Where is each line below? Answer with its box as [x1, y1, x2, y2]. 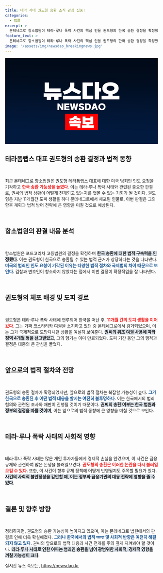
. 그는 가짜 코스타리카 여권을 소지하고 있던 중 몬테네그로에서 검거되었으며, [13, 323, 151, 329]
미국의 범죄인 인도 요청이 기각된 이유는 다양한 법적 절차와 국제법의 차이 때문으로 [5, 262, 153, 268]
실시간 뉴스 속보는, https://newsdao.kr [5, 563, 79, 569]
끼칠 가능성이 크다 [5, 553, 39, 558]
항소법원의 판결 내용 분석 [5, 227, 74, 236]
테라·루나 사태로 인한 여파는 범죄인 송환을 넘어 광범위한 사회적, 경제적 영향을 [11, 546, 153, 552]
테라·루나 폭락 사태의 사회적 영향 [5, 432, 96, 440]
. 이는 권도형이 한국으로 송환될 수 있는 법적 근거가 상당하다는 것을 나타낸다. [16, 256, 158, 262]
